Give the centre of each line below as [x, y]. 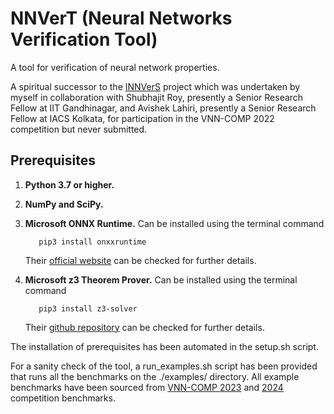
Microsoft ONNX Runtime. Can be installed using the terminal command [174, 223]
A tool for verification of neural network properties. [115, 67]
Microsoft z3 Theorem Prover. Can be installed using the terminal [161, 279]
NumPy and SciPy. [64, 204]
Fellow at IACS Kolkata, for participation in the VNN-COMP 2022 [142, 118]
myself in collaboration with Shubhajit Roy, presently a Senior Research [157, 97]
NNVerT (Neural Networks [121, 18]
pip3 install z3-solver [88, 308]
